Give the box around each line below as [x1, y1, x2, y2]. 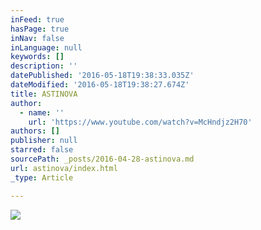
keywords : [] [10, 52, 65, 62]
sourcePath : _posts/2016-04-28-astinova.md [10, 154, 195, 164]
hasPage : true [10, 24, 70, 34]
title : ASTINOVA [10, 89, 78, 99]
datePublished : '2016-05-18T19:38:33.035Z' [10, 71, 195, 81]
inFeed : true [10, 14, 65, 25]
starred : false [10, 145, 74, 155]
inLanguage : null [10, 42, 83, 53]
